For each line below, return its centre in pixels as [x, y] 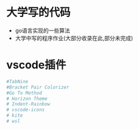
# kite [15, 116]
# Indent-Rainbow [28, 104]
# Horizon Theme [27, 99]
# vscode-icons [26, 110]
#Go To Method [24, 93]
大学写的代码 [39, 12]
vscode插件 [36, 65]
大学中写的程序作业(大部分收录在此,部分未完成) [74, 38]
